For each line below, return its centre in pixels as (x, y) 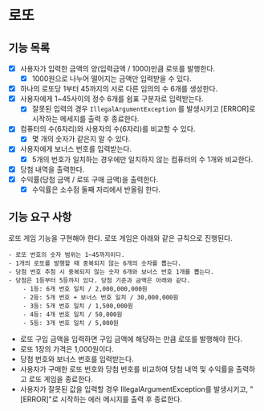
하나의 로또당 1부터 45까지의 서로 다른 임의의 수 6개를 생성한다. (119, 89)
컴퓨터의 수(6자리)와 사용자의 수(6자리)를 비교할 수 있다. (108, 129)
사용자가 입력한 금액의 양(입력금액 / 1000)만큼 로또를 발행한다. (117, 69)
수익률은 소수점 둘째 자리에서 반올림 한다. (96, 189)
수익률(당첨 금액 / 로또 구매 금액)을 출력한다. (89, 179)
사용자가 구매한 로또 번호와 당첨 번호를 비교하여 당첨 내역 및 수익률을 (127, 368)
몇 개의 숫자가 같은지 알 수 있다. (81, 139)
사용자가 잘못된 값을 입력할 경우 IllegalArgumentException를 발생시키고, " (137, 389)
